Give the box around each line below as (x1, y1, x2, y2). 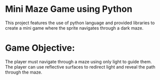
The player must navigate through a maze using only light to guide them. (5, 58, 152, 65)
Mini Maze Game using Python (5, 3, 132, 15)
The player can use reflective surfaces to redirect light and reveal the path (5, 64, 156, 70)
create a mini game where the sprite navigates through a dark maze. (5, 25, 144, 31)
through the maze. (5, 69, 43, 75)
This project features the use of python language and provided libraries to (5, 20, 155, 26)
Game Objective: (5, 42, 75, 54)
